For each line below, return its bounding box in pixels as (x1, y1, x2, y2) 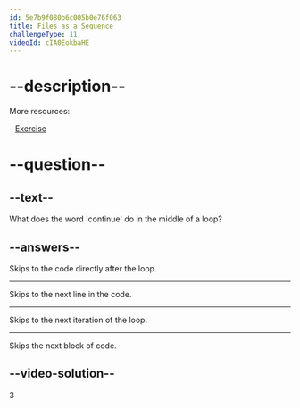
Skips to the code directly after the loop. (9, 263, 157, 273)
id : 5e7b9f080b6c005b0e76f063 (9, 12, 122, 22)
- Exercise (9, 123, 47, 134)
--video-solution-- (9, 366, 115, 381)
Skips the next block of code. (9, 340, 118, 351)
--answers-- (9, 239, 80, 254)
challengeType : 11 (9, 29, 78, 38)
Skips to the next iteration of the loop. (9, 314, 148, 325)
